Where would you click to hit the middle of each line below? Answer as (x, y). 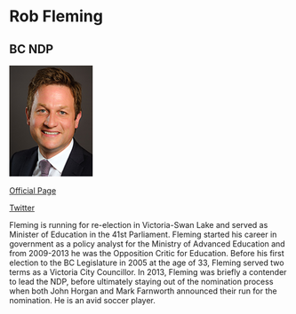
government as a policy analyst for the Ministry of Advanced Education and (148, 244)
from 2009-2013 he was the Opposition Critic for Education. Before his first (147, 253)
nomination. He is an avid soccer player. (82, 300)
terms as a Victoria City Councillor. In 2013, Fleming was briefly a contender (148, 272)
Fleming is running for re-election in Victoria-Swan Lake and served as (139, 225)
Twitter (22, 208)
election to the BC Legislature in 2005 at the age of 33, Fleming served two (147, 263)
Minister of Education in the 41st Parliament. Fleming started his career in (143, 234)
